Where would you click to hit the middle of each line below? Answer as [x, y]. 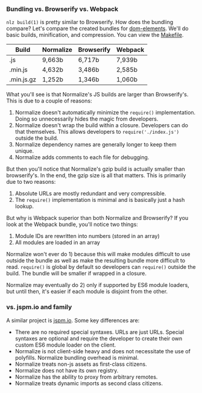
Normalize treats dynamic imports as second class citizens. [89, 383]
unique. [24, 151]
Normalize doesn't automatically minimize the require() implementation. [105, 113]
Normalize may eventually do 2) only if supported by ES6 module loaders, [98, 285]
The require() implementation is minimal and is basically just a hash [100, 200]
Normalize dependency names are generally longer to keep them [96, 145]
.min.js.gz [23, 80]
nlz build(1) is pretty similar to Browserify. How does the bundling [90, 22]
